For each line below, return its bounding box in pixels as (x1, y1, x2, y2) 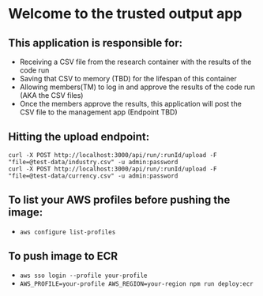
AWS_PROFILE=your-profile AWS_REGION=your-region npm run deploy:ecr (19, 280, 254, 288)
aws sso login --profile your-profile (19, 272, 148, 280)
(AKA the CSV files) (19, 91, 84, 99)
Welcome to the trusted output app (8, 5, 242, 23)
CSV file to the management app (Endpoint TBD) (19, 107, 178, 117)
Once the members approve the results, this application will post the (19, 99, 242, 108)
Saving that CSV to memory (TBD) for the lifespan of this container (19, 74, 237, 83)
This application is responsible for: (8, 36, 183, 50)
